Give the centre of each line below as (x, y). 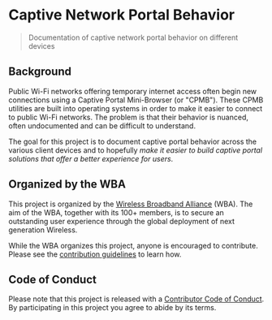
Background (40, 72)
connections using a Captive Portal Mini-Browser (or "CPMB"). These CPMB (136, 100)
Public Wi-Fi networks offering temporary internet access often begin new (133, 91)
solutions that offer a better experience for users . (91, 158)
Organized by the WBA (67, 184)
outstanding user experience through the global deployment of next (122, 221)
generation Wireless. (43, 230)
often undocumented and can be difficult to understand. (102, 125)
